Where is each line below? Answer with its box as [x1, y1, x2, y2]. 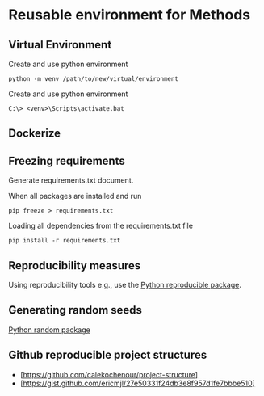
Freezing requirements [8, 154, 125, 167]
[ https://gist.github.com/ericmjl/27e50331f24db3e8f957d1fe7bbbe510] [19, 378, 256, 388]
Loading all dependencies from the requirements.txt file [8, 221, 194, 231]
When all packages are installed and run [8, 192, 142, 201]
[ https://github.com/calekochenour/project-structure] [19, 369, 199, 379]
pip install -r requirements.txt [8, 237, 121, 245]
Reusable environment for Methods [8, 6, 251, 24]
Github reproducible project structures [8, 348, 207, 362]
